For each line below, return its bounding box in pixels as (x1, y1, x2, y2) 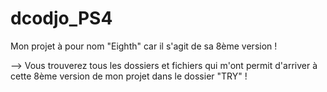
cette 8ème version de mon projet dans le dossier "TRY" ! (10, 70, 248, 82)
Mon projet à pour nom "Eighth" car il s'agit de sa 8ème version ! (10, 40, 278, 52)
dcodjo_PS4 (10, 7, 113, 30)
